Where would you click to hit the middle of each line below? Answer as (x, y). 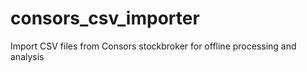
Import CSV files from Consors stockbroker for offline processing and (153, 46)
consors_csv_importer (105, 18)
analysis (27, 56)
